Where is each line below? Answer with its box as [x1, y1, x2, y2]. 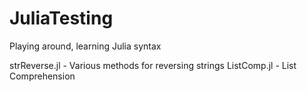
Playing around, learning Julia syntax [9, 40, 162, 52]
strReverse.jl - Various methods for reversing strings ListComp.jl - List [9, 59, 297, 71]
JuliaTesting [9, 7, 114, 30]
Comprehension [9, 70, 76, 82]
